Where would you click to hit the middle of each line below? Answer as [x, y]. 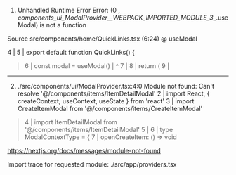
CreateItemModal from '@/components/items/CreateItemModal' [110, 109]
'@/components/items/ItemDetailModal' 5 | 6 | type [99, 130]
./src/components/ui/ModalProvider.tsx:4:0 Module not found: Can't [116, 86]
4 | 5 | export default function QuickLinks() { [71, 52]
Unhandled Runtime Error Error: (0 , [69, 10]
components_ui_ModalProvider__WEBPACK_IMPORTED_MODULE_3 [115, 18]
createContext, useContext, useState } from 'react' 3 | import [106, 101]
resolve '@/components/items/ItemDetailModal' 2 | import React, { [113, 93]
